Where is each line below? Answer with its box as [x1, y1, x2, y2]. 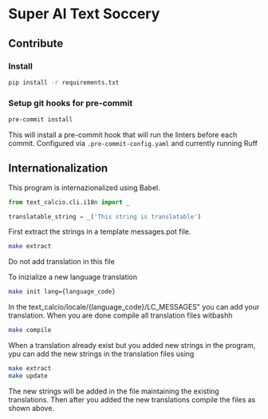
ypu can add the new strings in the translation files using [8, 349, 195, 359]
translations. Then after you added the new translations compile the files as [8, 394, 256, 404]
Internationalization [8, 161, 108, 176]
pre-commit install [8, 116, 73, 124]
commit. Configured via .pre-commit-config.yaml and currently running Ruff [8, 138, 258, 148]
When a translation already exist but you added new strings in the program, [8, 341, 256, 350]
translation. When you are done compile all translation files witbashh [8, 310, 233, 320]
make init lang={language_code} [8, 288, 116, 296]
